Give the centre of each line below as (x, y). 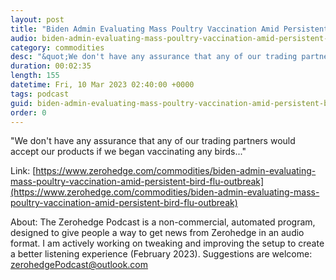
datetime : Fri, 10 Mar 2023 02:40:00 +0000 (102, 85)
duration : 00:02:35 (51, 66)
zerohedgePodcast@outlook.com (79, 265)
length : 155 (35, 76)
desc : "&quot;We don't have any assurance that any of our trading (154, 57)
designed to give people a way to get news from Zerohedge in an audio (157, 233)
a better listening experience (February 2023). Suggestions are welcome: (161, 254)
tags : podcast (40, 94)
